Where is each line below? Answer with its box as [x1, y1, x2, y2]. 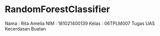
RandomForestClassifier [5, 4, 110, 15]
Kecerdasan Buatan [5, 25, 47, 31]
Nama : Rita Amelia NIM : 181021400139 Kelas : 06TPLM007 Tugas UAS [5, 20, 155, 26]
